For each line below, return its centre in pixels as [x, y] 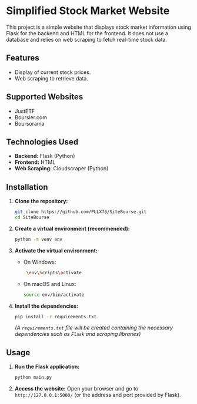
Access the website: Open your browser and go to [76, 389]
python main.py [33, 378]
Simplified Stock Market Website [88, 11]
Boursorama [29, 123]
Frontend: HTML [35, 162]
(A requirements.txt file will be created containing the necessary [94, 328]
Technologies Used [42, 142]
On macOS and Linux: [50, 284]
